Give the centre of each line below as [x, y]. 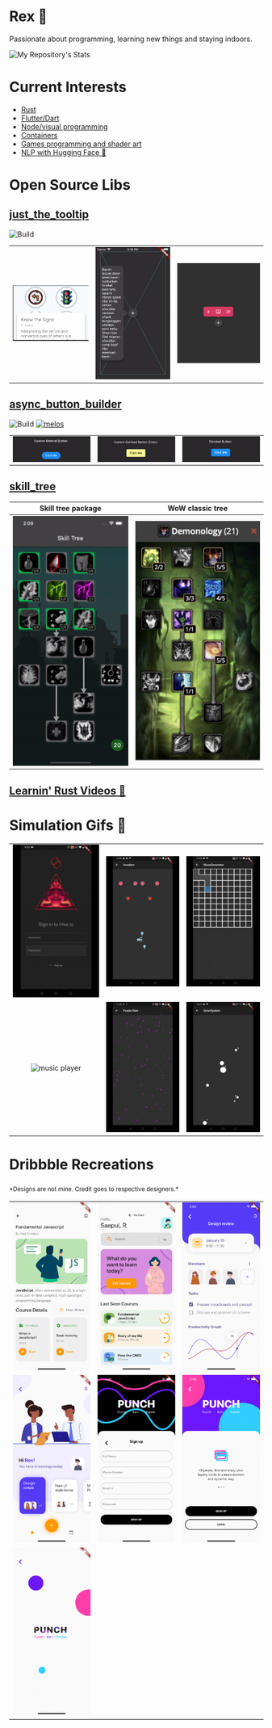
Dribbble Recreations [82, 1164]
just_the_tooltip [49, 214]
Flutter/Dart [40, 118]
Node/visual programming [64, 126]
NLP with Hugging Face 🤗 [63, 152]
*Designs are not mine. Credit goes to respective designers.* [94, 1189]
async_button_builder [65, 404]
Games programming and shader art [81, 144]
